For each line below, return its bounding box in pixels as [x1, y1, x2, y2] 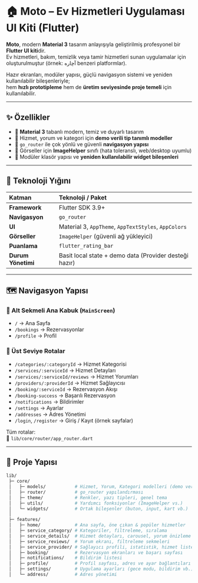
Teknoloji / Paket [58, 193, 107, 201]
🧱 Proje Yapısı [6, 457, 58, 467]
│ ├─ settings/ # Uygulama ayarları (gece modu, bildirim [8, 566, 181, 572]
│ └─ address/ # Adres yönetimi [8, 572, 117, 578]
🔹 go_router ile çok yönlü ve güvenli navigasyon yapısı [14, 140, 149, 148]
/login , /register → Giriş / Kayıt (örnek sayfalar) [14, 417, 134, 424]
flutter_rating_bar [58, 243, 114, 249]
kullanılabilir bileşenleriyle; [6, 77, 70, 84]
